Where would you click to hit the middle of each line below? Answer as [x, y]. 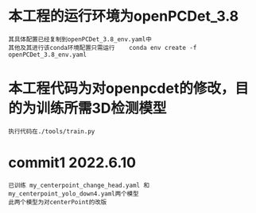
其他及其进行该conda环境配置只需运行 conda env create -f [103, 48]
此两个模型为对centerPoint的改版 [58, 202]
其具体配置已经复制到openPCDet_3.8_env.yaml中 [80, 39]
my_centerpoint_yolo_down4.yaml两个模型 [74, 194]
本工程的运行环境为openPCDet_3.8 [124, 16]
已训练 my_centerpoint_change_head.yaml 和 [79, 185]
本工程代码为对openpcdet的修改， [122, 89]
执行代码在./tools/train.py [52, 131]
